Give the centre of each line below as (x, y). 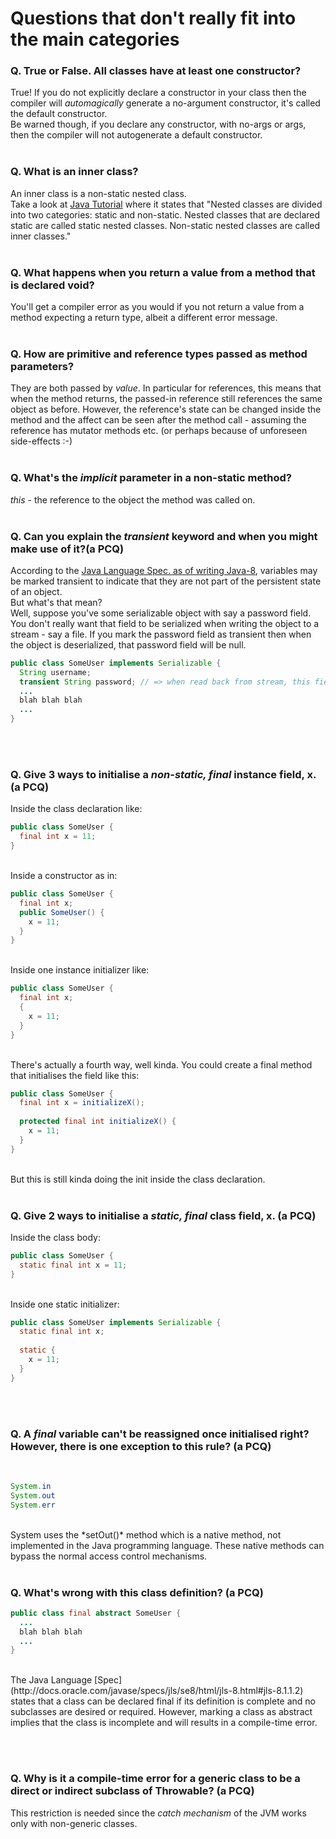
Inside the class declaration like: (76, 809)
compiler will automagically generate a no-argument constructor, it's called (165, 103)
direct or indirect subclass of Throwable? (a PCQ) (132, 1791)
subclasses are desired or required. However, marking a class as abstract (161, 1712)
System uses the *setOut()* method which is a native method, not (146, 1534)
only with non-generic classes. (74, 1823)
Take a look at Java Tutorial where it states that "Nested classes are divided (166, 204)
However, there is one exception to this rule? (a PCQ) (141, 1446)
